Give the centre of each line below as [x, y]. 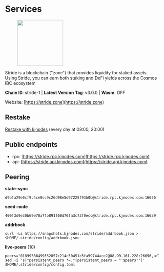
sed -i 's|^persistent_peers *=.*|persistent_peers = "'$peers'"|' [75, 260]
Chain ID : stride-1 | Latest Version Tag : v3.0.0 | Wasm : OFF [65, 92]
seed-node [17, 207]
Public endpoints [31, 145]
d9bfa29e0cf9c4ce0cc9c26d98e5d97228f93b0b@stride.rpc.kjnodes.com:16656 [81, 198]
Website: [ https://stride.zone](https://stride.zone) [55, 102]
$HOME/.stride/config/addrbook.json [42, 238]
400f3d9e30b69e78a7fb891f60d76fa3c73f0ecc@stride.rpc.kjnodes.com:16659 [81, 216]
